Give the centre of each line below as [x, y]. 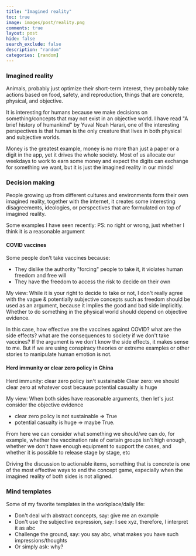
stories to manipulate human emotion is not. [59, 354]
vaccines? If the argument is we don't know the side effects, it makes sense [97, 342]
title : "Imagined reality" [39, 11]
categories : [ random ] [32, 55]
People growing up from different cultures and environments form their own [97, 195]
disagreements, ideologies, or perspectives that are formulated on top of [94, 208]
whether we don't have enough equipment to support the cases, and [89, 446]
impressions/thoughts [41, 540]
